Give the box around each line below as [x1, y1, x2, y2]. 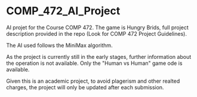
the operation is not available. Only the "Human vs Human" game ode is [6, 60, 183, 67]
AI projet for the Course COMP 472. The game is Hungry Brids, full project [6, 24, 189, 31]
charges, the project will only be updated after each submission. [6, 83, 164, 90]
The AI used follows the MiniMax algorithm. [6, 42, 113, 49]
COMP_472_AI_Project [6, 4, 121, 18]
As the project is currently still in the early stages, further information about [6, 53, 192, 60]
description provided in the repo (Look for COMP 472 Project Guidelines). [6, 30, 187, 37]
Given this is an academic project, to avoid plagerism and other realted [6, 77, 180, 85]
